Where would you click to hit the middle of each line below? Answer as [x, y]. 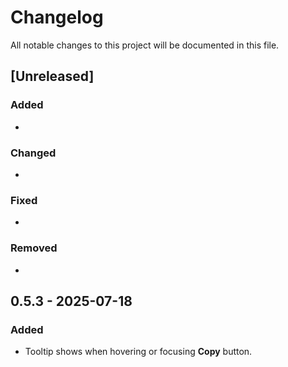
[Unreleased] [52, 76]
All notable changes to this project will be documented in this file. [145, 45]
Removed [34, 248]
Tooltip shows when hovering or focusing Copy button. [138, 352]
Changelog [57, 17]
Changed [33, 153]
